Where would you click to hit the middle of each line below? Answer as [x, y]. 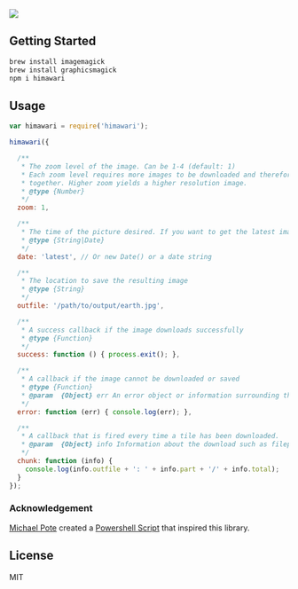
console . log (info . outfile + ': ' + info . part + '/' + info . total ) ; [153, 469]
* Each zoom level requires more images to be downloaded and [138, 175]
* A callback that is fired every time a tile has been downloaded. [150, 436]
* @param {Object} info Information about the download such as [144, 444]
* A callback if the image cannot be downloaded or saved [130, 379]
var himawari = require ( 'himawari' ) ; [79, 126]
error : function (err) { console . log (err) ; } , [105, 412]
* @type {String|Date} [63, 240]
